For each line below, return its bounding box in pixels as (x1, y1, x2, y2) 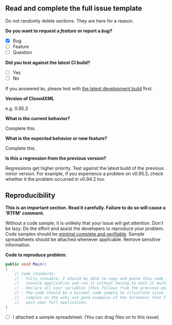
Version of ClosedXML (5, 95, 55, 102)
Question (12, 49, 32, 55)
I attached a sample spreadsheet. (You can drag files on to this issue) (12, 314, 159, 320)
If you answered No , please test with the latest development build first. (5, 86, 153, 92)
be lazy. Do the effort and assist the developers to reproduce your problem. (5, 225, 164, 232)
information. (5, 241, 31, 248)
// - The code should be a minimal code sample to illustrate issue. (14, 290, 166, 296)
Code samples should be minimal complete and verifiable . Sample (5, 231, 145, 237)
